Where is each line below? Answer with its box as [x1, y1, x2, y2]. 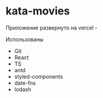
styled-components [14, 73, 63, 80]
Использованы [5, 35, 44, 43]
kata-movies [5, 4, 70, 18]
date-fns [14, 79, 37, 87]
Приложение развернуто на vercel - [5, 24, 98, 31]
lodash [14, 85, 31, 93]
